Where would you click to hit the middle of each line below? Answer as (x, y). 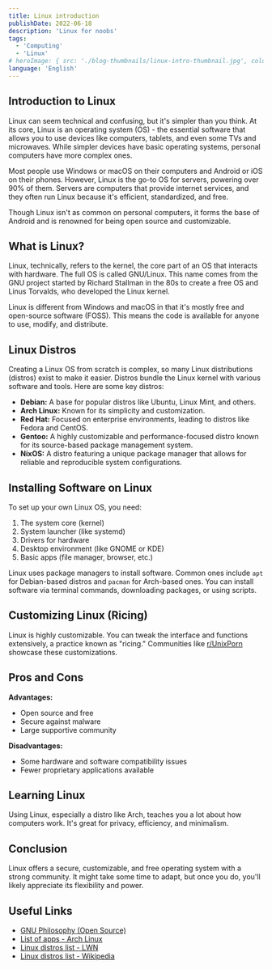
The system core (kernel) (62, 523)
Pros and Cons (46, 677)
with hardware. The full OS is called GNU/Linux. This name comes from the (133, 274)
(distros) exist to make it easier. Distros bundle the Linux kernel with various (135, 378)
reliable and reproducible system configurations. (101, 463)
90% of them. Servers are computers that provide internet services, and (129, 188)
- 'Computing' (39, 46)
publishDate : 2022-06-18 (50, 23)
